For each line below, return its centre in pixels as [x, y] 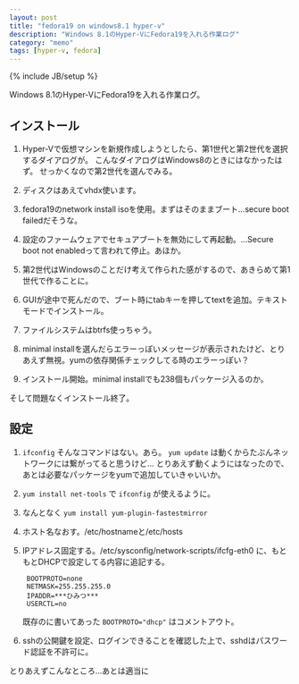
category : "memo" [42, 42]
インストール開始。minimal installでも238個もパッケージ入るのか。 [145, 379]
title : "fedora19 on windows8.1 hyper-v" [87, 26]
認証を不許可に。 [62, 651]
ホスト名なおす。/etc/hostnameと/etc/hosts [102, 531]
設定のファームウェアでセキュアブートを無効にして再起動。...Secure [148, 239]
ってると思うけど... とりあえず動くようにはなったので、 [187, 463]
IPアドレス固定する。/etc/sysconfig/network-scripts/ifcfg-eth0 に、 [147, 550]
